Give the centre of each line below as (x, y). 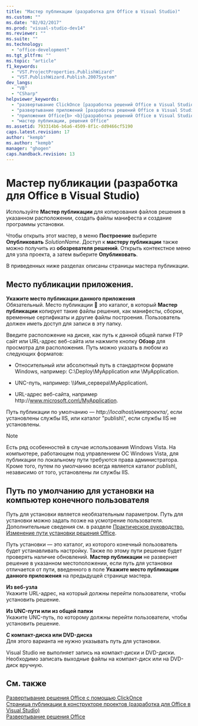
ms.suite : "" (22, 39)
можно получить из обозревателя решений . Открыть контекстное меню (98, 248)
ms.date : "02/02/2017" (34, 22)
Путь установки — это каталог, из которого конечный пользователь (92, 544)
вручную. (32, 665)
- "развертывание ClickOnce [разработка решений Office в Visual (93, 105)
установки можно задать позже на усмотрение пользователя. (85, 520)
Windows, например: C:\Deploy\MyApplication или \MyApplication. (97, 372)
